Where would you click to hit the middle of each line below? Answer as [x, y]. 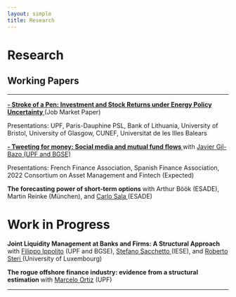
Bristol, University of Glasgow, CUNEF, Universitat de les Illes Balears [107, 133]
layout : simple [29, 14]
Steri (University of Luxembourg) [55, 259]
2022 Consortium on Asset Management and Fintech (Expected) [101, 175]
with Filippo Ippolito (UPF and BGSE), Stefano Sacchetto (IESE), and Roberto [118, 251]
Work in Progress [59, 224]
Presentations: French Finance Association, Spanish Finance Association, [113, 167]
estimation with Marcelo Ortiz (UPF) [60, 280]
